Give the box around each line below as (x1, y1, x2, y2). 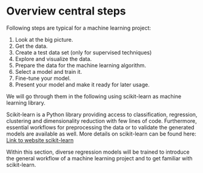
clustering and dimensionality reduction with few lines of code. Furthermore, (6, 117, 197, 125)
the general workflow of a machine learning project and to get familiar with (6, 154, 193, 162)
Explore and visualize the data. (15, 55, 92, 62)
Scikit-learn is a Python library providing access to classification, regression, (6, 111, 198, 118)
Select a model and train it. (15, 68, 82, 75)
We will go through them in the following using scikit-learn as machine (6, 93, 182, 100)
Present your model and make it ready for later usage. (15, 80, 150, 88)
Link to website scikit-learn (6, 136, 74, 143)
